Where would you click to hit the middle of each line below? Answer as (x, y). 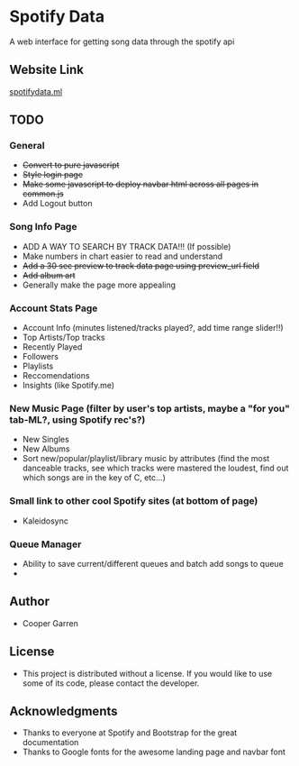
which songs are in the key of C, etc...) (94, 478)
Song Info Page (43, 227)
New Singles (45, 440)
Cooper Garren (50, 623)
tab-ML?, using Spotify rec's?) (77, 419)
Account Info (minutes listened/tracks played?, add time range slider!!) (153, 328)
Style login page (53, 175)
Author (29, 602)
